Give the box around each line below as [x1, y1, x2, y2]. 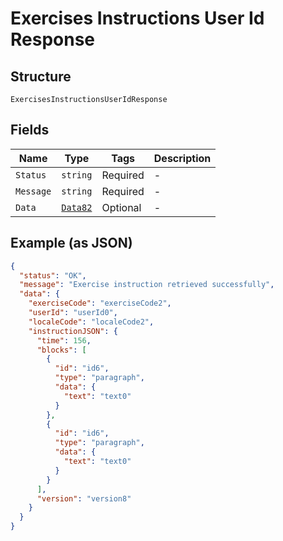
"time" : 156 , [36, 335, 92, 346]
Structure [10, 68, 72, 85]
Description [153, 151, 212, 165]
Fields [10, 122, 50, 139]
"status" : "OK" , [19, 270, 87, 281]
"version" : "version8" [36, 493, 132, 504]
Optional [101, 200, 142, 214]
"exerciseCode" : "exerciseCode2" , [28, 298, 172, 309]
